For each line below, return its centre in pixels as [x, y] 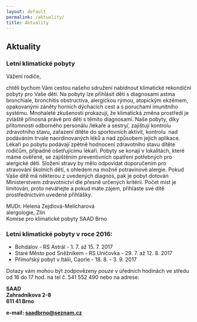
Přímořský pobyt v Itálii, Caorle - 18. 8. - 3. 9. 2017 [76, 260]
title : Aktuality [28, 22]
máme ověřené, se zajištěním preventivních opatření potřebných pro [89, 157]
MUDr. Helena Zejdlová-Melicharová [50, 206]
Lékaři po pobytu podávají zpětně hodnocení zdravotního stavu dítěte [91, 144]
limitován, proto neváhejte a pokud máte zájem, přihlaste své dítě [85, 189]
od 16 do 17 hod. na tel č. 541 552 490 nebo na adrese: [73, 277]
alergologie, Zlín [26, 212]
